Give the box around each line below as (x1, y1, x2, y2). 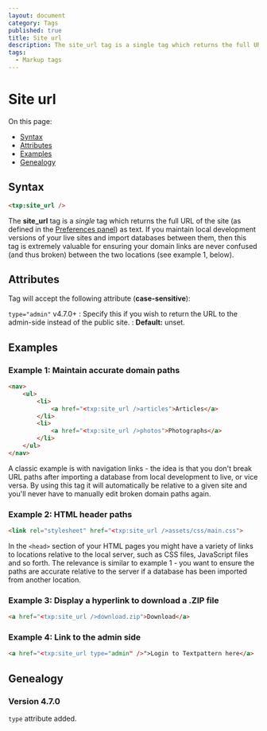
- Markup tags (15, 56, 62, 64)
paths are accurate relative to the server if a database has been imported (8, 566, 248, 576)
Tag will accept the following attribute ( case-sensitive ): (8, 294, 191, 303)
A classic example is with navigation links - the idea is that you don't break (8, 463, 253, 473)
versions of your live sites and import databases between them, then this (8, 232, 247, 243)
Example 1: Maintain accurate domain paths (8, 364, 180, 375)
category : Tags (8, 19, 59, 27)
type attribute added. (8, 714, 77, 723)
